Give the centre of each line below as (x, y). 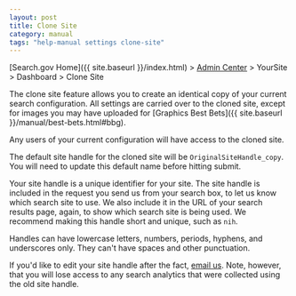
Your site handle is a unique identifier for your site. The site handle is (135, 184)
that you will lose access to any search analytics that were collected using (145, 275)
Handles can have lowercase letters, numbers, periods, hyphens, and (136, 239)
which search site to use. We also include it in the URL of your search (136, 203)
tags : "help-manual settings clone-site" (87, 42)
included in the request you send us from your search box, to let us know (143, 193)
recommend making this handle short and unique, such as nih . (124, 221)
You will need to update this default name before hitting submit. (125, 166)
